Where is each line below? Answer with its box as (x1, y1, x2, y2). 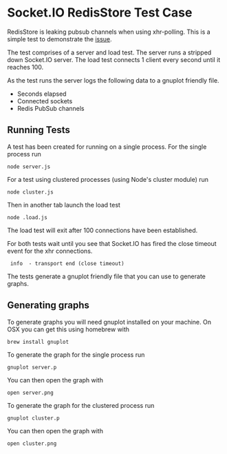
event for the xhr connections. (7, 247, 93, 255)
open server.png (7, 389, 54, 396)
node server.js (7, 163, 51, 170)
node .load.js (7, 214, 48, 221)
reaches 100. (7, 63, 43, 71)
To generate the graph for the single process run (7, 350, 145, 359)
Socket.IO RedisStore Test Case (7, 5, 193, 21)
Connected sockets (17, 96, 73, 105)
